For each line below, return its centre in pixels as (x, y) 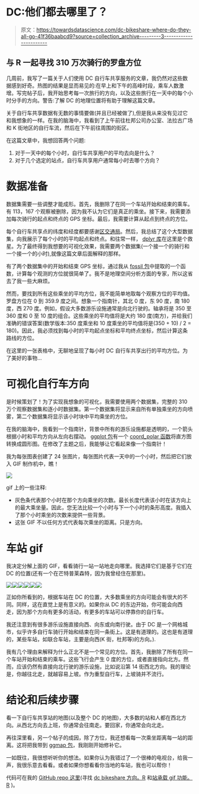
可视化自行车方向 (48, 384)
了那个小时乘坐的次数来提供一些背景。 (61, 515)
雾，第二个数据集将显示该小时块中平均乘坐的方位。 (68, 416)
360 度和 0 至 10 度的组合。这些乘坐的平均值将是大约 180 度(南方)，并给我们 (99, 316)
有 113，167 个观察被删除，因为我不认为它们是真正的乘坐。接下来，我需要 (96, 211)
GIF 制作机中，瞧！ (36, 464)
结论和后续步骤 (43, 700)
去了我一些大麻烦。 (30, 281)
